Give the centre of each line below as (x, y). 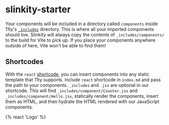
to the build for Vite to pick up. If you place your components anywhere (80, 40)
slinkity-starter (38, 10)
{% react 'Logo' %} (26, 117)
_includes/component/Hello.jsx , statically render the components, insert (82, 96)
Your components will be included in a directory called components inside (82, 24)
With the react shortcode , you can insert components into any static (77, 74)
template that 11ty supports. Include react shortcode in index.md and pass (83, 79)
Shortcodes (24, 62)
